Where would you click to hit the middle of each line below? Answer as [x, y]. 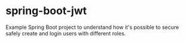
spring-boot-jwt [46, 11]
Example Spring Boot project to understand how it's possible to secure [92, 27]
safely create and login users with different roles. [66, 33]
